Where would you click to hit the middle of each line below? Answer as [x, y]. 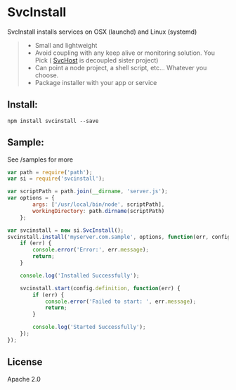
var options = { [31, 198]
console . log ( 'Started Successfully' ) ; [89, 327]
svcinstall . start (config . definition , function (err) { [100, 288]
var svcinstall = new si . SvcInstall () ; [66, 230]
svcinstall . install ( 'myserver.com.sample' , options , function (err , [108, 237]
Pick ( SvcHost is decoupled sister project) [97, 60]
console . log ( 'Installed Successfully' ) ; [80, 275]
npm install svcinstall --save [53, 121]
